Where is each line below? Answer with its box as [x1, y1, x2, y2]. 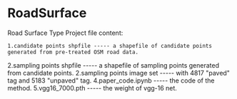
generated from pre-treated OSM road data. [7, 48, 139, 56]
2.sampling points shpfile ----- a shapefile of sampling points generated [7, 61, 220, 69]
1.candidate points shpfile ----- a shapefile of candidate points [7, 42, 213, 49]
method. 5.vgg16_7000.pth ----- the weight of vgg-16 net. [7, 83, 177, 92]
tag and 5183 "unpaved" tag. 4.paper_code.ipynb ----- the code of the [7, 76, 215, 85]
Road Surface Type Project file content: [7, 28, 123, 37]
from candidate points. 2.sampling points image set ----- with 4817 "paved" [7, 68, 231, 77]
